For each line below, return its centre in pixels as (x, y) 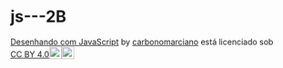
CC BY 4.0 (30, 54)
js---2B (39, 17)
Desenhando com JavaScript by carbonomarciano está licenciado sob (142, 42)
